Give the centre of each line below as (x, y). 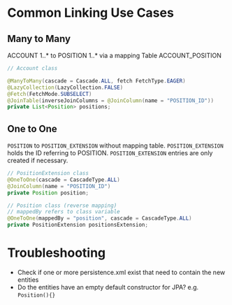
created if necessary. (38, 161)
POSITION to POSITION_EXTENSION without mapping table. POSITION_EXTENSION (115, 146)
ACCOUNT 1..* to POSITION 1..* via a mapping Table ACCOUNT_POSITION (114, 55)
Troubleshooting (57, 253)
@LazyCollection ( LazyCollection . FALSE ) (65, 87)
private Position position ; (48, 193)
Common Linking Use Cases (91, 13)
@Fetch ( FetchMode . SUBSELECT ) (50, 94)
